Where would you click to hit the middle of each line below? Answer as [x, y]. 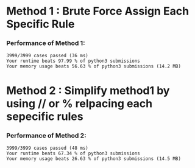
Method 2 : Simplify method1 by [88, 90]
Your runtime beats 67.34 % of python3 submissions [73, 153]
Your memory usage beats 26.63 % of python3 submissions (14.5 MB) [94, 159]
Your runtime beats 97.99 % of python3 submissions [73, 61]
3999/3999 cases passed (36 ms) [47, 56]
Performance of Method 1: [46, 43]
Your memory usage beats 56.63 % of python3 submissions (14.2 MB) [94, 66]
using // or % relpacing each [80, 103]
